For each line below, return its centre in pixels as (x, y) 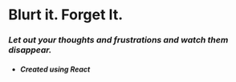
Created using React (55, 69)
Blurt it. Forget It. (65, 15)
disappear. (30, 50)
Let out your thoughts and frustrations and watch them (118, 40)
